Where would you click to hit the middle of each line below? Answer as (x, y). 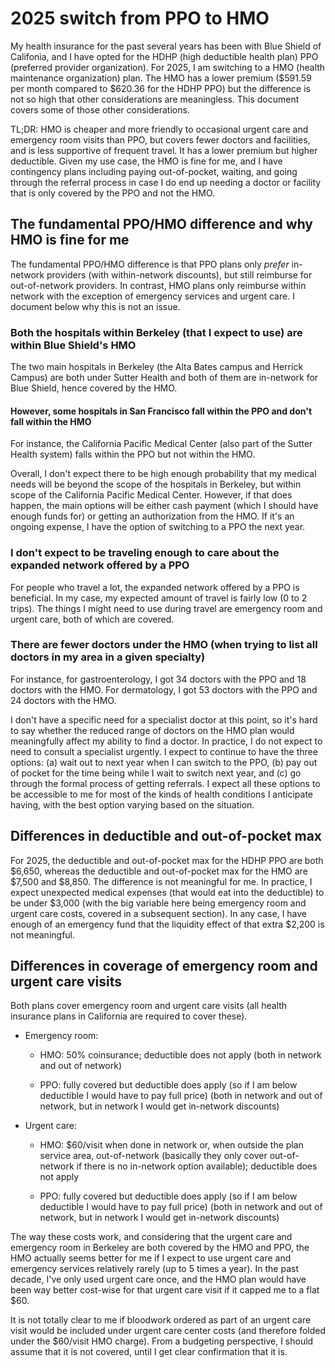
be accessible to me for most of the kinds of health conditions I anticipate (162, 794)
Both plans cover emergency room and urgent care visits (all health (149, 1006)
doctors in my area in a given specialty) (108, 657)
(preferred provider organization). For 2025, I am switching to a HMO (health (168, 67)
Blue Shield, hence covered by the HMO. (94, 388)
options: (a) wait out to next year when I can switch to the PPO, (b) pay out (164, 762)
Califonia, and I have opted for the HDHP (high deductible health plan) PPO (164, 56)
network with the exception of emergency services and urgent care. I (152, 296)
